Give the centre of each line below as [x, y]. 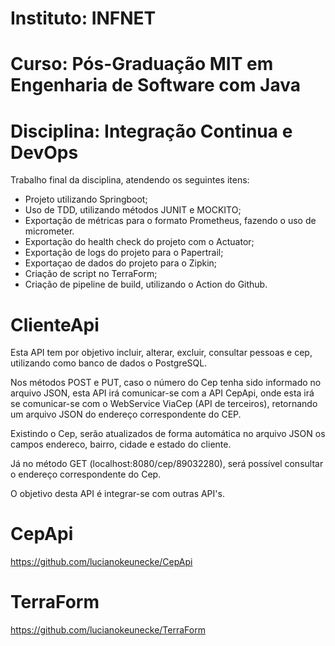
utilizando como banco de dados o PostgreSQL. [109, 363]
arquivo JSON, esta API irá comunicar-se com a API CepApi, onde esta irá [162, 393]
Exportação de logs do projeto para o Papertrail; [124, 253]
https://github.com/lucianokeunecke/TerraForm [108, 630]
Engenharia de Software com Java [156, 85]
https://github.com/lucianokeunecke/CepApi [101, 562]
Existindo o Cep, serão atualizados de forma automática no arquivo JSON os [168, 434]
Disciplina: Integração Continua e [151, 131]
